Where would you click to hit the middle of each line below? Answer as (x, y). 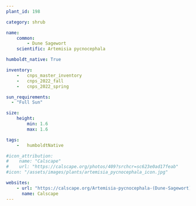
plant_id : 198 (23, 11)
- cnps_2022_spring (43, 86)
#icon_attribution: (30, 156)
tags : (13, 140)
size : (13, 113)
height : (26, 119)
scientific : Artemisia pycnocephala (61, 49)
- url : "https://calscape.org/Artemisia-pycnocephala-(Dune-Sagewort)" (105, 188)
